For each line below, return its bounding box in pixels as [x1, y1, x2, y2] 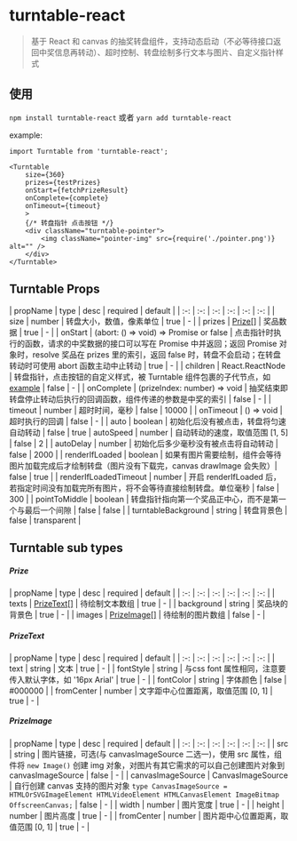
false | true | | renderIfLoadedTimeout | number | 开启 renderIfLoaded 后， [9, 471, 282, 482]
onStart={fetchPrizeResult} [25, 186, 129, 195]
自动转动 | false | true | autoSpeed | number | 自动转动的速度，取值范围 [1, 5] [9, 427, 289, 437]
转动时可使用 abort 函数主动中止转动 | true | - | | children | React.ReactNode [9, 360, 286, 371]
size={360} [25, 170, 66, 179]
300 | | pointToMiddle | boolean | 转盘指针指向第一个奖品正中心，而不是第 [9, 493, 279, 504]
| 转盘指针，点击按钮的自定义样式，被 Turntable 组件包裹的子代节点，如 [9, 371, 271, 382]
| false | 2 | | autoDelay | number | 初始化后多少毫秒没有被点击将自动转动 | [9, 437, 279, 449]
